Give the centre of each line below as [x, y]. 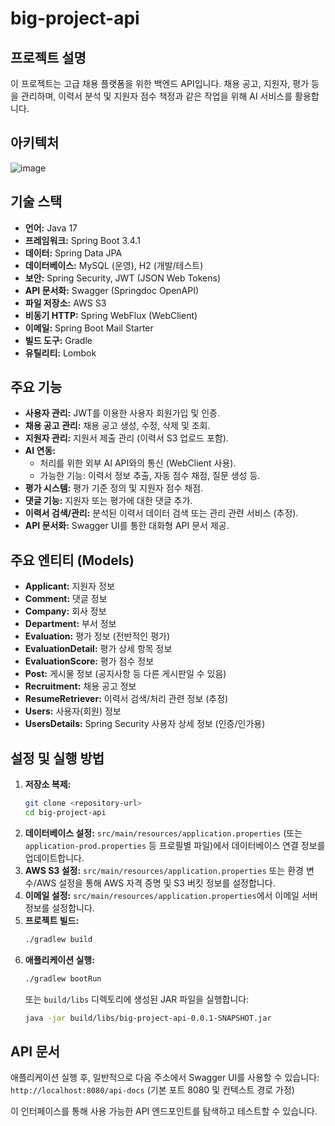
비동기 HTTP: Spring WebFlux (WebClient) [111, 315]
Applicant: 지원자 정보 [69, 586]
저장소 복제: [48, 784]
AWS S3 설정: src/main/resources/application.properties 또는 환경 [164, 870]
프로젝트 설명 [48, 57]
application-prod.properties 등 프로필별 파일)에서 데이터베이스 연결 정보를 [175, 845]
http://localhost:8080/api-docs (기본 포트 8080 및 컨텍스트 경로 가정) [152, 1090]
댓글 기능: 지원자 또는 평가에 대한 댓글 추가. [108, 501]
